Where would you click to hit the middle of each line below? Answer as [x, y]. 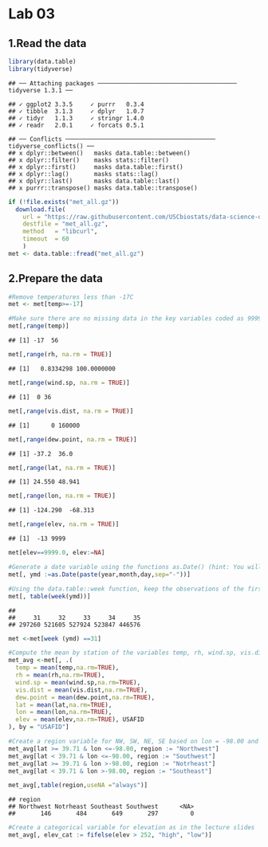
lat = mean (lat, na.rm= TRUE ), [64, 705]
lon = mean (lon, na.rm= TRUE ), [64, 712]
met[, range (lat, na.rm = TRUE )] [62, 468]
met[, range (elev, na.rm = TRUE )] [64, 524]
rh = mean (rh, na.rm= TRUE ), [60, 675]
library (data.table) [43, 61]
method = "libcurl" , [60, 232]
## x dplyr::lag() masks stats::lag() [83, 174]
